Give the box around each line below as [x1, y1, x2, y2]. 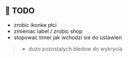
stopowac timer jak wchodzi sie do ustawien [13, 33, 122, 41]
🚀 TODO [5, 6, 35, 16]
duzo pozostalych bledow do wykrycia [28, 45, 123, 52]
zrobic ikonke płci [13, 21, 57, 28]
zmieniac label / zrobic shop [13, 28, 83, 35]
